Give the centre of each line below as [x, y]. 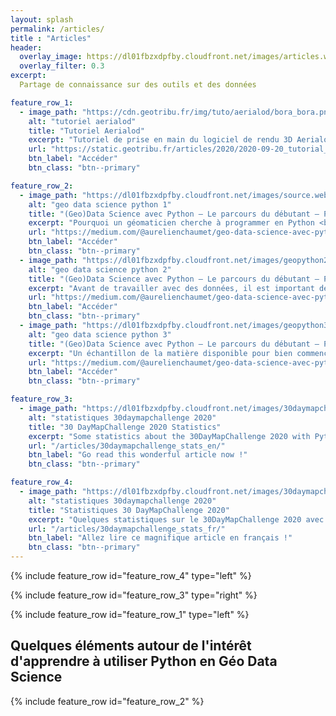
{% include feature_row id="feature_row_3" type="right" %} [134, 595]
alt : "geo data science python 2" [100, 269]
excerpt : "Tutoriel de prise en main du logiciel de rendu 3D [160, 140]
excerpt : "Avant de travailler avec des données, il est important [171, 288]
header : [26, 47]
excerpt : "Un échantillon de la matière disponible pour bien [160, 353]
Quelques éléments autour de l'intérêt [131, 646]
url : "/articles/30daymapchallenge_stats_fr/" [127, 529]
